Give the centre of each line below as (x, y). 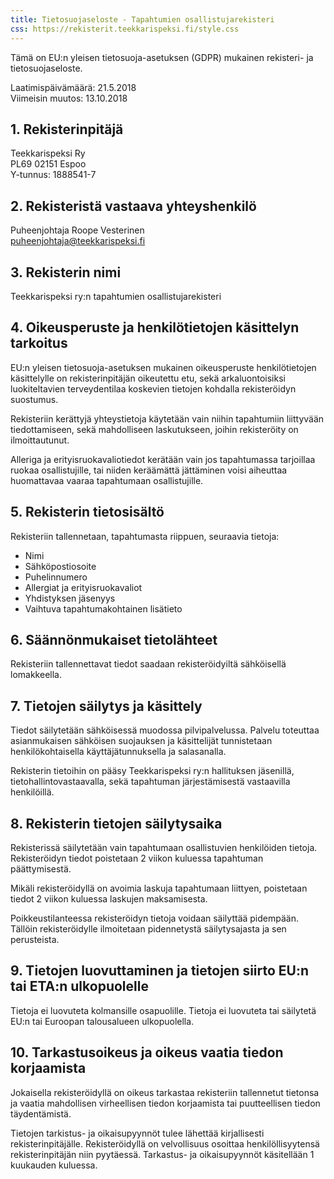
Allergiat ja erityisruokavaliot (83, 587)
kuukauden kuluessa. (54, 1165)
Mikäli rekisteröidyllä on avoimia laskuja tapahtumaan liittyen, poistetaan (159, 888)
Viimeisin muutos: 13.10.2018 (69, 98)
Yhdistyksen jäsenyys (70, 598)
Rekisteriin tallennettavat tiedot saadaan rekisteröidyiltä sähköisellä (148, 664)
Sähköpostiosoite (60, 566)
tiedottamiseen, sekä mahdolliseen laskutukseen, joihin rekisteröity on (154, 429)
